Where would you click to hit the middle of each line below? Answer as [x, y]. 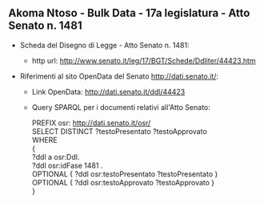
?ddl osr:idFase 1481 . [67, 165]
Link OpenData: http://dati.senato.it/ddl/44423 [108, 91]
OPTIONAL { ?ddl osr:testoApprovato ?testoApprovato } [123, 182]
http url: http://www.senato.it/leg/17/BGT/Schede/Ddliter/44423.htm [144, 60]
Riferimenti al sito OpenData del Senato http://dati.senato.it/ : [119, 76]
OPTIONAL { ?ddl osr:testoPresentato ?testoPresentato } [125, 174]
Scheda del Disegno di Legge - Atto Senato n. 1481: [104, 45]
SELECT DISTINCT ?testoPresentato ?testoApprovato [120, 131]
